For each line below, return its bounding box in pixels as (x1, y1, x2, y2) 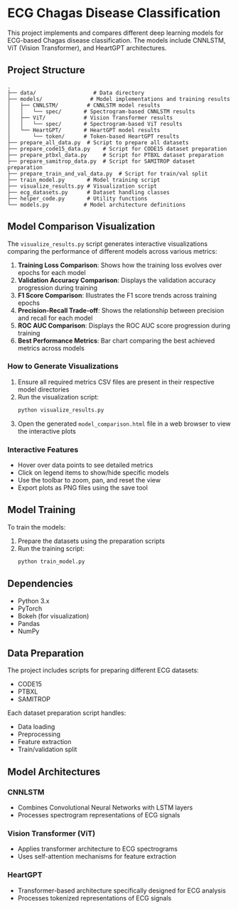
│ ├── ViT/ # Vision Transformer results (7, 114, 173, 122)
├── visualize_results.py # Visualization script (7, 183, 158, 190)
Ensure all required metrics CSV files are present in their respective (17, 377, 215, 386)
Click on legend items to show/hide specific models (17, 468, 169, 477)
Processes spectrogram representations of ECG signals (17, 811, 180, 819)
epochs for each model (17, 268, 87, 276)
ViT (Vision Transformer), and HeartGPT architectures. (7, 43, 167, 52)
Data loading (17, 723, 55, 731)
